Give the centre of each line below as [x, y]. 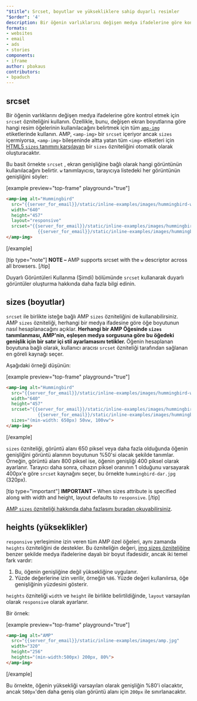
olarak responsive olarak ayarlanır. [47, 602]
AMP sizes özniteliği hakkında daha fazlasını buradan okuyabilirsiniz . [89, 509]
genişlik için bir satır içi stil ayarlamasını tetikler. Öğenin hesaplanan [90, 341]
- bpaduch [18, 77]
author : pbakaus [26, 66]
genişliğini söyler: [27, 177]
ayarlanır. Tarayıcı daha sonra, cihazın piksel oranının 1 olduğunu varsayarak [98, 467]
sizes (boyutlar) [36, 302]
